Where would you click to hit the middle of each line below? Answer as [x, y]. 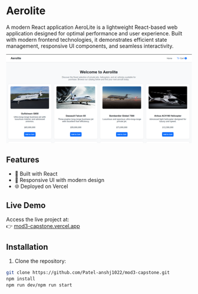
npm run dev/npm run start [39, 285]
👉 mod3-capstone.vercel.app [43, 226]
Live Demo [26, 205]
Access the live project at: [38, 220]
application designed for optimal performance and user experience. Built [94, 33]
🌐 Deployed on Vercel [41, 186]
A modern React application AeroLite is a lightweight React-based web [92, 27]
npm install [21, 279]
